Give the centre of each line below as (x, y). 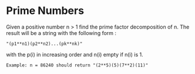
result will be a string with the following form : (61, 33)
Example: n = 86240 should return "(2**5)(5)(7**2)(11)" (77, 65)
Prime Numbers (45, 11)
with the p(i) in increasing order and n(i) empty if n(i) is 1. (75, 54)
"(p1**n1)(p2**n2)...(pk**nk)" (44, 44)
